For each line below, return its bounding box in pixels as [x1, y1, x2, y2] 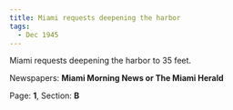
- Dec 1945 [17, 30, 59, 39]
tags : [9, 22, 30, 31]
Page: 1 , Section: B [9, 90, 80, 101]
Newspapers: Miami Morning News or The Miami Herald [9, 73, 225, 84]
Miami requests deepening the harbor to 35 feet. [9, 55, 192, 66]
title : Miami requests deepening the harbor [9, 13, 181, 23]
